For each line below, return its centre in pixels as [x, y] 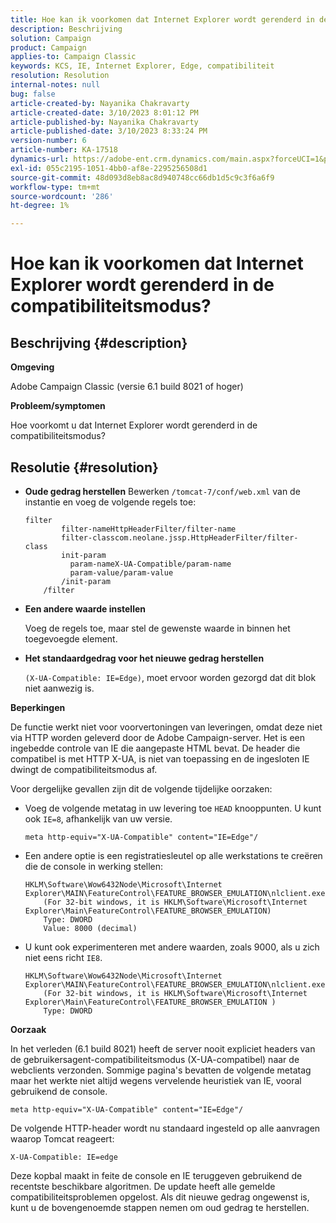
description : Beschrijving [66, 29]
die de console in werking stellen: [94, 866]
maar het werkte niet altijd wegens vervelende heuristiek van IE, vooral [156, 1080]
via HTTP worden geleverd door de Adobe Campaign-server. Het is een [158, 737]
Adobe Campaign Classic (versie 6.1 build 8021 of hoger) [127, 387]
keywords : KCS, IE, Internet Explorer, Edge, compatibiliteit [142, 66]
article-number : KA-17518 [64, 150]
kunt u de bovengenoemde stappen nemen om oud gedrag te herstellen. [160, 1207]
